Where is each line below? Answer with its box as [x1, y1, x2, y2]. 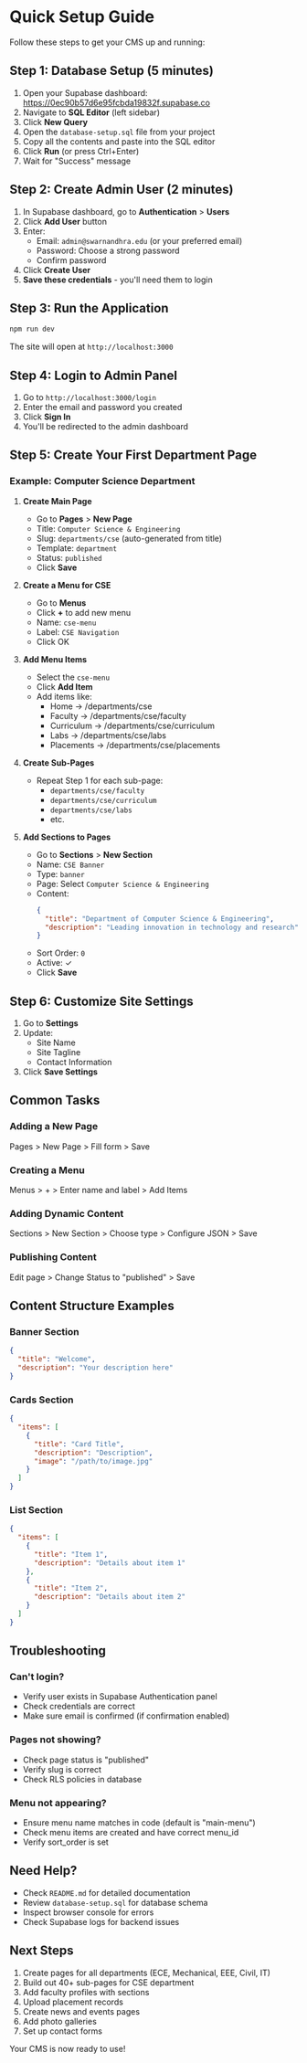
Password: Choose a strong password [36, 245, 180, 256]
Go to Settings [22, 1018, 79, 1029]
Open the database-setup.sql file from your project [22, 126, 216, 137]
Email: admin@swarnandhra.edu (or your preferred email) [36, 235, 243, 246]
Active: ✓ [36, 957, 73, 968]
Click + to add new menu [36, 607, 131, 618]
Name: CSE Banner [36, 859, 105, 870]
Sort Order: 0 [36, 947, 85, 958]
